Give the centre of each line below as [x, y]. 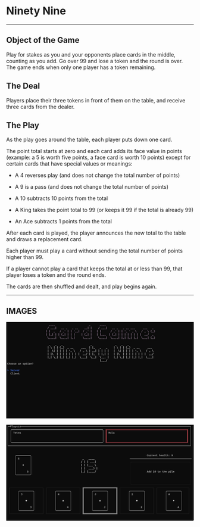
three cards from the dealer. [40, 107]
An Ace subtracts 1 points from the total [63, 222]
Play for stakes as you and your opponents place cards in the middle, [91, 54]
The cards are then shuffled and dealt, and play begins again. [82, 286]
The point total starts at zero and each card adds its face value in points [94, 151]
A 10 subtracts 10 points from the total [61, 198]
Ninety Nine [36, 11]
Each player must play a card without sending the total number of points [95, 251]
